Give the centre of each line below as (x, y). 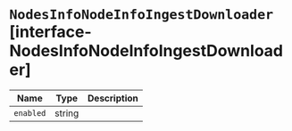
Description (113, 98)
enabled (30, 113)
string (67, 113)
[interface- (50, 32)
